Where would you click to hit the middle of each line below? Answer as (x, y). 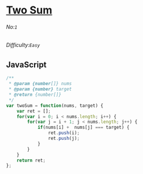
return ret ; (31, 160)
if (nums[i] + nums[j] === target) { (84, 128)
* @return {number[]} (35, 95)
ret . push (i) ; (64, 133)
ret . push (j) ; (64, 139)
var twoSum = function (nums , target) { (55, 106)
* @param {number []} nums (40, 84)
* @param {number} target (40, 89)
